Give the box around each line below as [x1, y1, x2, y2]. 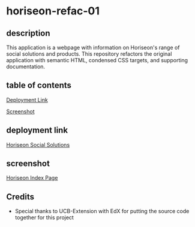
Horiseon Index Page [6, 174, 58, 181]
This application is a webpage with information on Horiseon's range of [6, 44, 180, 51]
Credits [6, 192, 35, 202]
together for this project [14, 214, 74, 221]
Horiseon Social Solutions [6, 141, 70, 148]
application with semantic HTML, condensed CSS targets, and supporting [6, 57, 188, 63]
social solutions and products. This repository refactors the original [6, 50, 172, 57]
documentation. [6, 63, 46, 70]
